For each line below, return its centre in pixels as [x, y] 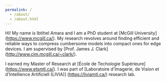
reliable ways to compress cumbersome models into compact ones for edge [83, 44]
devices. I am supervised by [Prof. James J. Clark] [57, 49]
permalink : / [19, 10]
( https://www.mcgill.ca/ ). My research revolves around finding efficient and [82, 38]
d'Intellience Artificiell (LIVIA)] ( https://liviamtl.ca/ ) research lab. [70, 75]
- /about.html [24, 19]
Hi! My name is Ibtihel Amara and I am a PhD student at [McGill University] [81, 33]
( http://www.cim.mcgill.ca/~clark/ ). [41, 54]
